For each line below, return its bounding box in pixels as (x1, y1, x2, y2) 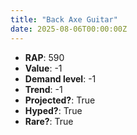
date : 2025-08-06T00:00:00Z (10, 24, 128, 34)
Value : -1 (24, 62, 63, 74)
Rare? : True (24, 115, 74, 127)
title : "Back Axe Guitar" (10, 14, 118, 25)
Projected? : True (24, 94, 96, 106)
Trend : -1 (24, 83, 63, 95)
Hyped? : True (24, 104, 83, 116)
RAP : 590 (24, 51, 65, 63)
